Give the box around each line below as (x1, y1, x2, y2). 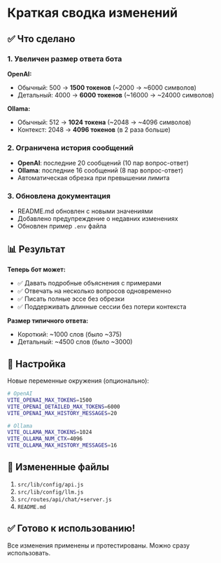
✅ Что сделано (7, 33, 76, 45)
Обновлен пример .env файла (17, 222, 107, 231)
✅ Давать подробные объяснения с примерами (17, 279, 162, 287)
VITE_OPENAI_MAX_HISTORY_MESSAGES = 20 (7, 409, 117, 416)
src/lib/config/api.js (17, 481, 84, 488)
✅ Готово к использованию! (7, 522, 136, 534)
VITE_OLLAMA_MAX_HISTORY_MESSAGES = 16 (7, 442, 117, 449)
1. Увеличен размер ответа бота (7, 54, 122, 64)
